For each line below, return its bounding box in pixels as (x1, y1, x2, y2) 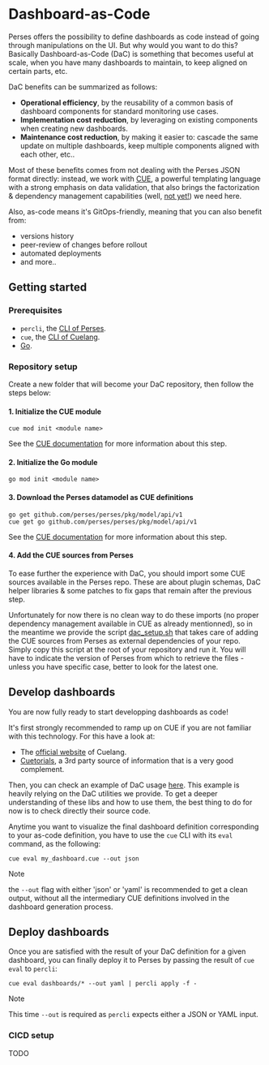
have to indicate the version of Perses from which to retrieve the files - (8, 653, 245, 662)
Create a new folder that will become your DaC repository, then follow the (8, 379, 254, 389)
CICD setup (8, 1030, 54, 1041)
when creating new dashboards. (19, 123, 128, 133)
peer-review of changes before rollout (19, 239, 147, 249)
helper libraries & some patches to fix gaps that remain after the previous (8, 585, 253, 595)
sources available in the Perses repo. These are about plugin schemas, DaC (8, 577, 262, 587)
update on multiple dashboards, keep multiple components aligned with (19, 140, 259, 150)
